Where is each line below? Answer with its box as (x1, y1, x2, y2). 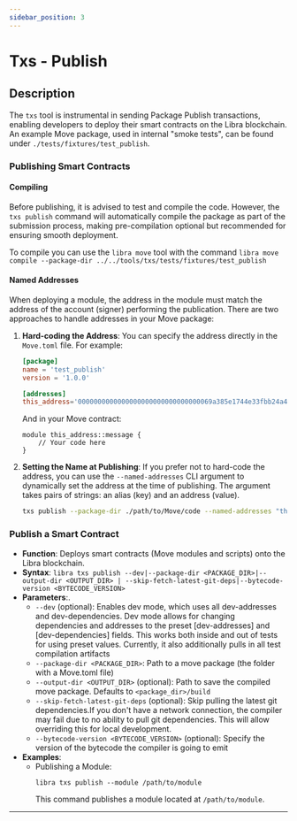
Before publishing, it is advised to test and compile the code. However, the (9, 201, 280, 212)
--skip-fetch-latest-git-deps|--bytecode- (125, 576, 285, 585)
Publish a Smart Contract (9, 528, 119, 541)
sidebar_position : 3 (9, 12, 86, 22)
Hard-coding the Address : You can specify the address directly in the (21, 330, 278, 341)
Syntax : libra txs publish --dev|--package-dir (21, 567, 201, 578)
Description (9, 86, 75, 102)
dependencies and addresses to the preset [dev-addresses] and (34, 620, 270, 631)
